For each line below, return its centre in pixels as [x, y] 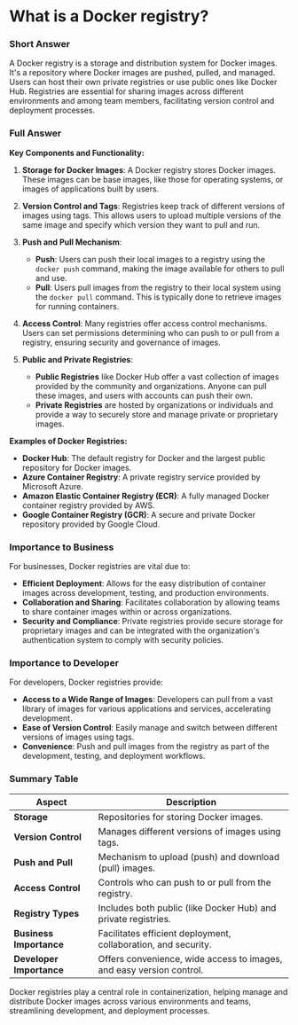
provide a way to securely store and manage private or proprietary [157, 414]
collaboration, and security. [155, 944]
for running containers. [77, 306]
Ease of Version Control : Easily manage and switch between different [149, 728]
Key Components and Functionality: [77, 153]
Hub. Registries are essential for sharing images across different [126, 91]
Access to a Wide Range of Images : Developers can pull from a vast [147, 700]
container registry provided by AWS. [88, 505]
